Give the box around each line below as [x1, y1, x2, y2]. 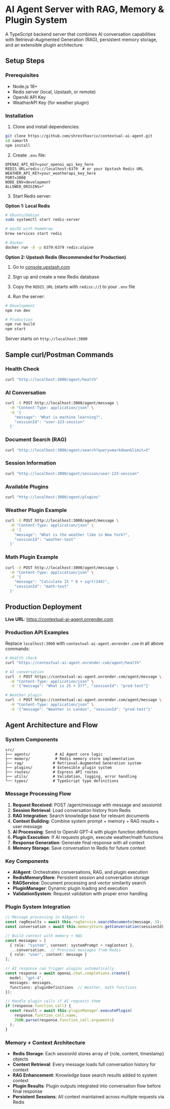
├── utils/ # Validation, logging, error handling [5, 774, 137, 779]
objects [12, 1056, 29, 1062]
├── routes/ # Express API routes [5, 769, 99, 775]
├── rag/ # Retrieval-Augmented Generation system [5, 761, 142, 766]
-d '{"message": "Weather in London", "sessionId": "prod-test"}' [10, 707, 153, 712]
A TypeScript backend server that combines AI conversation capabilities [5, 31, 156, 37]
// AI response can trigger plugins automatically [5, 966, 114, 971]
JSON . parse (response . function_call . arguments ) [14, 1017, 114, 1022]
